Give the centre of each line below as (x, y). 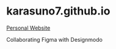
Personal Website (28, 28)
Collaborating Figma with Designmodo (54, 39)
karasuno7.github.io (58, 11)
